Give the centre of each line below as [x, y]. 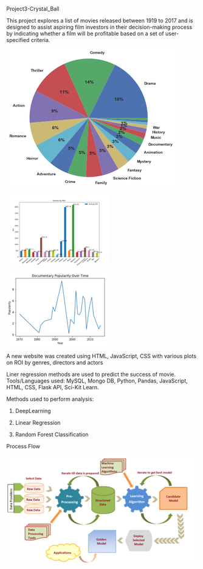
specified [18, 40]
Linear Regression [38, 422]
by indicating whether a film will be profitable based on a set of [85, 34]
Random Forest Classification [52, 434]
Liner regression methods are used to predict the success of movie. [91, 374]
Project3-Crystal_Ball [33, 9]
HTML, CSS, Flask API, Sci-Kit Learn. [53, 387]
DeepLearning [33, 411]
